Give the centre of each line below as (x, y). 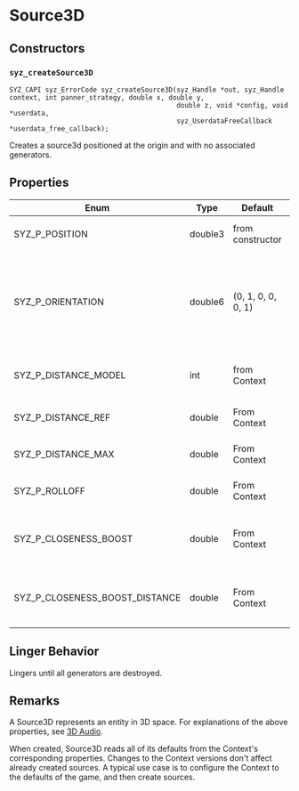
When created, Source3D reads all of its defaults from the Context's (133, 749)
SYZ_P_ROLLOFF (50, 490)
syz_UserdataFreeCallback (225, 121)
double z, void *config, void (233, 105)
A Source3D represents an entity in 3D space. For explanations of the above (149, 722)
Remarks (35, 701)
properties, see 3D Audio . (57, 731)
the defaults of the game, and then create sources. (102, 777)
